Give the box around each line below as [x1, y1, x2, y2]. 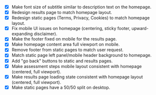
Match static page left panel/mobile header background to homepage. [11, 53, 152, 58]
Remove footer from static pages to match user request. [11, 47, 124, 53]
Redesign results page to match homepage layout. [11, 10, 112, 15]
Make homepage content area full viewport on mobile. [11, 41, 120, 47]
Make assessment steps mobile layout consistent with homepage [11, 63, 142, 69]
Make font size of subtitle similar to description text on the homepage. [11, 4, 152, 10]
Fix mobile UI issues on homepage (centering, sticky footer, [11, 26, 131, 31]
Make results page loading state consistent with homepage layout [11, 74, 143, 80]
